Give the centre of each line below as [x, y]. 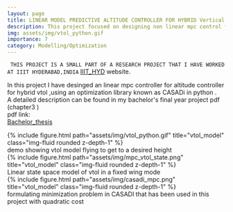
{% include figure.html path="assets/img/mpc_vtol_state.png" [95, 157]
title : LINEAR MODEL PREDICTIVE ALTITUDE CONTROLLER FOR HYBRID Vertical [116, 20]
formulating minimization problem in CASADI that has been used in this [108, 194]
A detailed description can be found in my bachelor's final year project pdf [113, 100]
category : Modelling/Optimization [57, 46]
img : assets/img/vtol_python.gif [55, 33]
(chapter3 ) [23, 107]
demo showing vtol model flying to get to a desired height [89, 150]
